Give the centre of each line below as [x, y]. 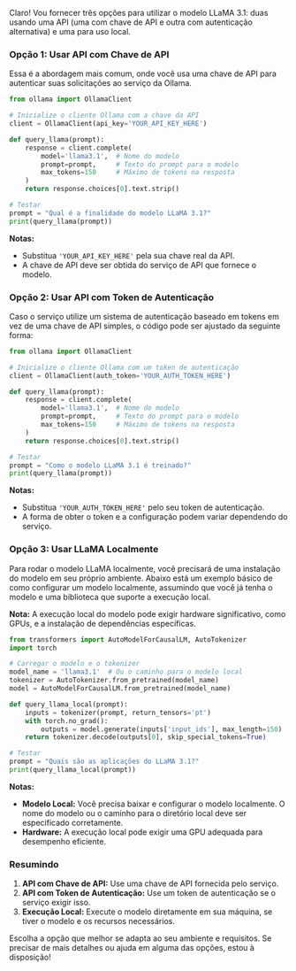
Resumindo [34, 864]
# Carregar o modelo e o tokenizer [75, 664]
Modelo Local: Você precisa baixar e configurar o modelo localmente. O [153, 804]
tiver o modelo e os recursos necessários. [98, 921]
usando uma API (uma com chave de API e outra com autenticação [131, 22]
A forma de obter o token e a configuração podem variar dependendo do [155, 517]
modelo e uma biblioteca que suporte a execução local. [110, 597]
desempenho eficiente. [64, 841]
